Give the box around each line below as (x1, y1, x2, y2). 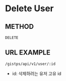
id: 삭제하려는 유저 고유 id (12, 70, 62, 76)
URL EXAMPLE (5, 48, 50, 57)
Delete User (5, 3, 54, 14)
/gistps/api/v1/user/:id (5, 61, 56, 66)
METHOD (5, 22, 34, 31)
